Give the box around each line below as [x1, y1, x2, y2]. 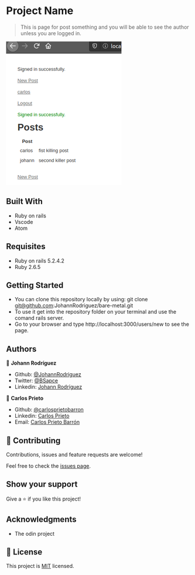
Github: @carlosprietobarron [14, 406, 84, 413]
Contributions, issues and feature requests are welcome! [6, 451, 143, 458]
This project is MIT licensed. [6, 563, 74, 570]
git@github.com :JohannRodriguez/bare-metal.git [14, 302, 134, 309]
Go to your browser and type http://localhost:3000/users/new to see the [14, 321, 189, 328]
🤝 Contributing [6, 435, 61, 445]
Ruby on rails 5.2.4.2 [14, 257, 64, 264]
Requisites [6, 241, 46, 251]
